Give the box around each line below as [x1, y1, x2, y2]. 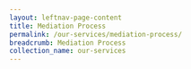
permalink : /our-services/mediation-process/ [9, 30, 182, 39]
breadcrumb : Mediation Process [9, 38, 126, 47]
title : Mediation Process [9, 22, 106, 30]
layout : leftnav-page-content [9, 13, 123, 22]
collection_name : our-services [9, 47, 126, 56]
